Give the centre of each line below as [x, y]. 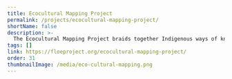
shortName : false [32, 26]
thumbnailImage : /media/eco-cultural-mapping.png [80, 65]
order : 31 [21, 58]
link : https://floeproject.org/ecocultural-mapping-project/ [97, 52]
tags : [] [20, 45]
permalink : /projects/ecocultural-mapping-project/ [83, 20]
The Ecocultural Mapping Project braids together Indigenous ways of [115, 39]
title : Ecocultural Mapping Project [60, 13]
